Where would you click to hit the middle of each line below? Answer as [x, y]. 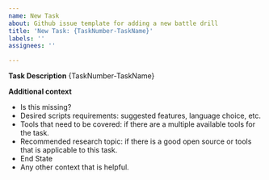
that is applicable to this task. [69, 150]
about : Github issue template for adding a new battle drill [113, 23]
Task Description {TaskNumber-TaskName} [82, 76]
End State [36, 159]
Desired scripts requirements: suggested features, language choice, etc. [140, 116]
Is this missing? [46, 107]
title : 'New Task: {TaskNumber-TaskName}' [81, 31]
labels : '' [27, 38]
